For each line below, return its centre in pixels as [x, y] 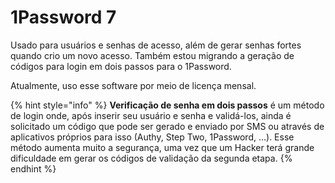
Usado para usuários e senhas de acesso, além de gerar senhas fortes [156, 45]
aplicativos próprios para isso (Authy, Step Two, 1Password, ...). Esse [152, 137]
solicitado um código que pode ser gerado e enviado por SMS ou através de [167, 126]
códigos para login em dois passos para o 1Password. [121, 66]
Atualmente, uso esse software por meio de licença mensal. [133, 85]
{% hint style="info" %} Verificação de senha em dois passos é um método [167, 105]
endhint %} [33, 168]
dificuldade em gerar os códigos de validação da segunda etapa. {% [151, 158]
